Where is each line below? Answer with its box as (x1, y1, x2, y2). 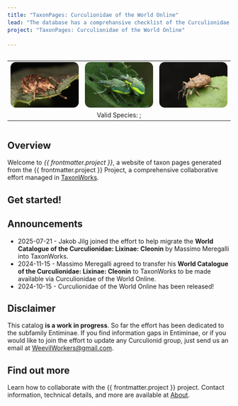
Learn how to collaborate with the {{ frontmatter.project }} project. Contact (7, 383, 225, 392)
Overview (7, 140, 52, 152)
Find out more (7, 364, 70, 376)
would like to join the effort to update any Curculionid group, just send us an (7, 337, 229, 345)
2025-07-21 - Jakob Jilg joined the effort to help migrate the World (17, 237, 214, 245)
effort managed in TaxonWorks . (7, 174, 99, 182)
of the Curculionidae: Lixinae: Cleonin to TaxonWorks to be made (17, 266, 211, 276)
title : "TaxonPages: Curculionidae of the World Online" (7, 11, 179, 18)
